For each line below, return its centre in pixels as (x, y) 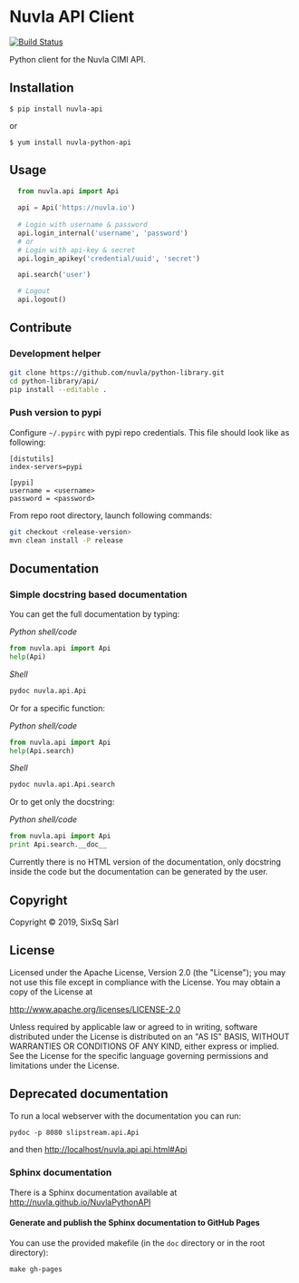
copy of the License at (51, 992)
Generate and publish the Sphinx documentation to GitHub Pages (135, 1223)
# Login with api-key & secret (77, 250)
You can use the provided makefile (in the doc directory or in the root (137, 1243)
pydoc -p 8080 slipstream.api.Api (75, 1132)
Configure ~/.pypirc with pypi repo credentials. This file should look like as (149, 432)
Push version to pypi (55, 413)
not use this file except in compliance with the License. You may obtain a (145, 982)
